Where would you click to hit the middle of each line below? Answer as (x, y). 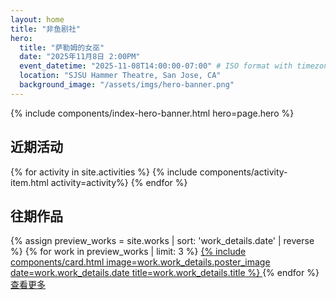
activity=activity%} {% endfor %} (119, 182)
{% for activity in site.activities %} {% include (104, 172)
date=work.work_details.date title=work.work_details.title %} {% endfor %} (165, 273)
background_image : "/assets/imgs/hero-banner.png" (127, 85)
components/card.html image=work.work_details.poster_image (140, 262)
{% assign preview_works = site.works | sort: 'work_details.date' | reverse (162, 241)
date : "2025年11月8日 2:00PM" (80, 57)
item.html (29, 182)
